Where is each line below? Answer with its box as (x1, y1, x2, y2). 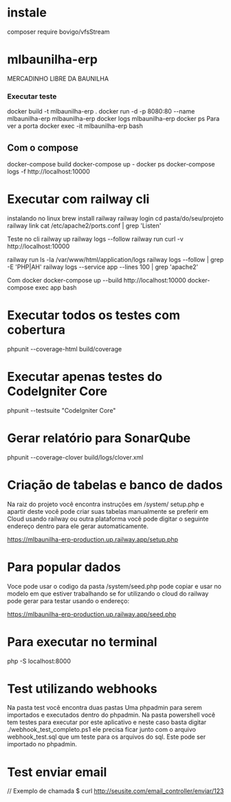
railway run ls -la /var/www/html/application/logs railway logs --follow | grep (7, 255, 224, 263)
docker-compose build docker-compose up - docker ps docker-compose (7, 160, 215, 168)
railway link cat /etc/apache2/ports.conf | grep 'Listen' (7, 221, 162, 230)
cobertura (7, 322, 65, 338)
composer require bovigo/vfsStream (7, 28, 110, 36)
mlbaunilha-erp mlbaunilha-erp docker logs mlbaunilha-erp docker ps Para (7, 115, 220, 123)
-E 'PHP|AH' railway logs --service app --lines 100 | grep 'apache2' (7, 263, 199, 271)
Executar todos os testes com (7, 307, 181, 323)
